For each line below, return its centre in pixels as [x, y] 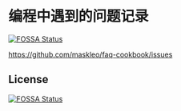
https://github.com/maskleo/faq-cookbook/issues [90, 54]
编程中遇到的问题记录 [79, 16]
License [28, 79]
